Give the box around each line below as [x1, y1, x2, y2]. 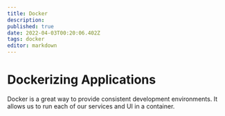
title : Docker [7, 10, 48, 17]
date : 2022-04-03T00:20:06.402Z [7, 29, 100, 37]
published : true [7, 23, 54, 30]
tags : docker [7, 36, 45, 43]
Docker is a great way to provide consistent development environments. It [7, 95, 218, 103]
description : [7, 17, 45, 23]
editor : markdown [7, 42, 57, 49]
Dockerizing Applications [7, 72, 156, 88]
